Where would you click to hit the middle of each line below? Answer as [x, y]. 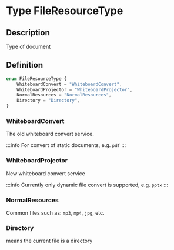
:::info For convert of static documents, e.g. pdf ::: [66, 145]
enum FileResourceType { [36, 79]
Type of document [29, 46]
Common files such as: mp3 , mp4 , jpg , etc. [55, 212]
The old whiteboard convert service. [50, 134]
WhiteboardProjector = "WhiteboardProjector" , [75, 89]
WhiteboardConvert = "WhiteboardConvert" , [69, 84]
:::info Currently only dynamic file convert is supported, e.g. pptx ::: [87, 185]
